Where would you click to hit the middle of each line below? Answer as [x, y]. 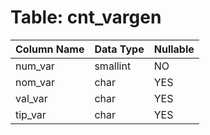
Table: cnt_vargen [86, 17]
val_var [31, 98]
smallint [113, 66]
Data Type [119, 49]
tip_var [31, 114]
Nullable [174, 49]
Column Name [50, 49]
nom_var [35, 82]
